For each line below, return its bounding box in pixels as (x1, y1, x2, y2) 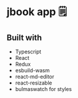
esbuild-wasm (15, 67, 50, 74)
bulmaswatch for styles (15, 86, 72, 92)
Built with (6, 32, 42, 42)
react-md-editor (15, 73, 55, 80)
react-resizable (15, 79, 52, 86)
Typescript (15, 48, 42, 55)
